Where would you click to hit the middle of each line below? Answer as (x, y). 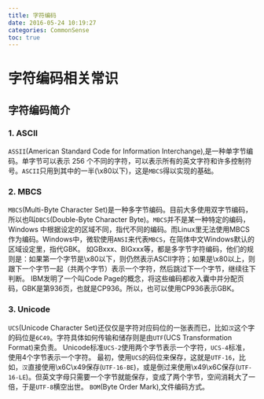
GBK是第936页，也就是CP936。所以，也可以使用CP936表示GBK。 (130, 289)
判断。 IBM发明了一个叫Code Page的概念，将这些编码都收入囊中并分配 (123, 279)
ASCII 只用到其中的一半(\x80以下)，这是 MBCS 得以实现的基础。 (120, 171)
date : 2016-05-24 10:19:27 (52, 23)
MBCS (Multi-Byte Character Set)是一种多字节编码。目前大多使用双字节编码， (130, 210)
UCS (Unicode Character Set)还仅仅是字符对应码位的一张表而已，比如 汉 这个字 (132, 327)
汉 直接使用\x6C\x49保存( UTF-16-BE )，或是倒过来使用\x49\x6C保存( (130, 367)
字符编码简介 (39, 110)
